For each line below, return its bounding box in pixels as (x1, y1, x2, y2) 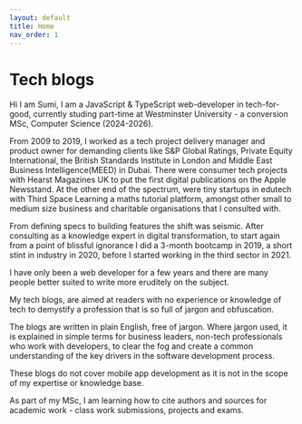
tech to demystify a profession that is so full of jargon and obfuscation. (9, 304, 275, 315)
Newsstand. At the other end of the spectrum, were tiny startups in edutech (9, 184, 292, 195)
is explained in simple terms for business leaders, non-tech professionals (9, 332, 283, 342)
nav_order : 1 (9, 30, 59, 39)
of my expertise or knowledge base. (9, 378, 144, 389)
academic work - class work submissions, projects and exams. (9, 405, 245, 416)
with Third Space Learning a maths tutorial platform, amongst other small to (9, 194, 292, 205)
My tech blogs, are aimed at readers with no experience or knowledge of (9, 294, 282, 305)
